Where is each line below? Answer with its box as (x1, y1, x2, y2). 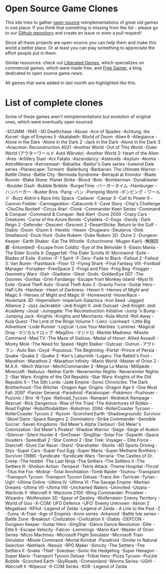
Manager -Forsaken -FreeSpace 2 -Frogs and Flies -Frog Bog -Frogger (5, 266, 150, 272)
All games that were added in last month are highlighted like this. (5, 80, 137, 86)
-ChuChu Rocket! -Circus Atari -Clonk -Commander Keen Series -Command (5, 206, 161, 212)
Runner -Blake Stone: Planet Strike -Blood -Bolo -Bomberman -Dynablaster (5, 176, 159, 182)
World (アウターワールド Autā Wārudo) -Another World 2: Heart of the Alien (5, 150, 159, 156)
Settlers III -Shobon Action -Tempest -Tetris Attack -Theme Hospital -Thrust (5, 463, 159, 469)
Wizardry (5, 495, 24, 501)
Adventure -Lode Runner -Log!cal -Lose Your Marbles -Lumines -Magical (5, 323, 155, 330)
